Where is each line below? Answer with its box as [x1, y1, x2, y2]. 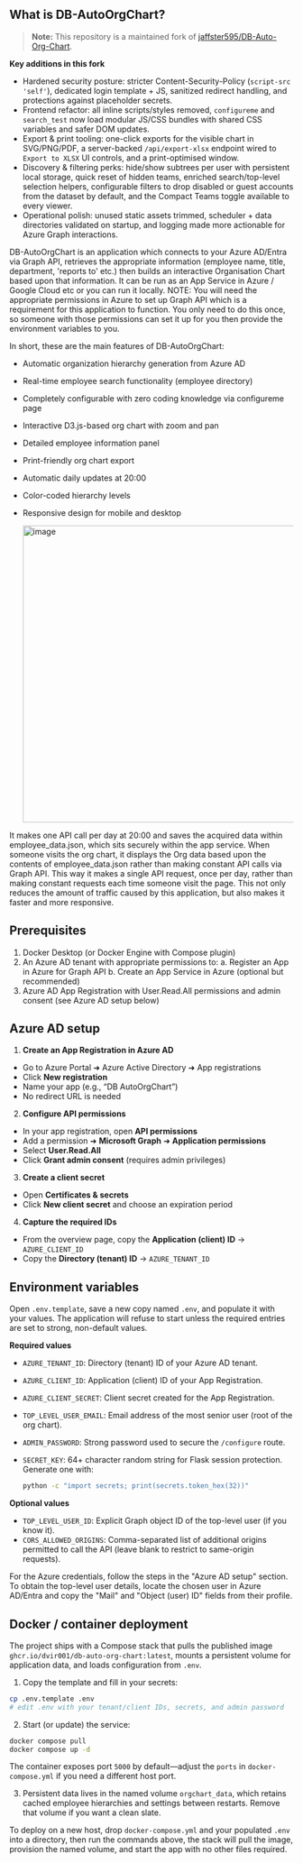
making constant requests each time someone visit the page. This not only [9, 877, 287, 888]
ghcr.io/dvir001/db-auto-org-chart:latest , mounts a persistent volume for [9, 1649, 291, 1660]
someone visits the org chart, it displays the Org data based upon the [9, 849, 267, 859]
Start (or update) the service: [22, 1719, 131, 1730]
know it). [22, 1525, 56, 1536]
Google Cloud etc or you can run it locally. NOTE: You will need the [9, 284, 258, 296]
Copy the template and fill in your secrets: [22, 1676, 179, 1687]
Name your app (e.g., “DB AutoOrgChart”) [22, 1081, 179, 1092]
